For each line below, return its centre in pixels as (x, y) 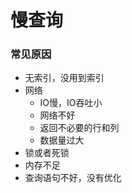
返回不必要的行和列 (79, 128)
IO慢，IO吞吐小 (71, 103)
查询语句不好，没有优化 (73, 178)
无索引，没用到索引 (64, 78)
